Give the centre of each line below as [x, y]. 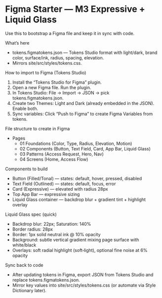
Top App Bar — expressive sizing [46, 194]
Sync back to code [24, 265]
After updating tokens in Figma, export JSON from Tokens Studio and [83, 274]
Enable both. [25, 108]
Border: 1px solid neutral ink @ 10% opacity [56, 234]
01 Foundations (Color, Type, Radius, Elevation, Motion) [76, 143]
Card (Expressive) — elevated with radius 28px [60, 189]
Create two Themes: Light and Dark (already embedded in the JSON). [83, 103]
